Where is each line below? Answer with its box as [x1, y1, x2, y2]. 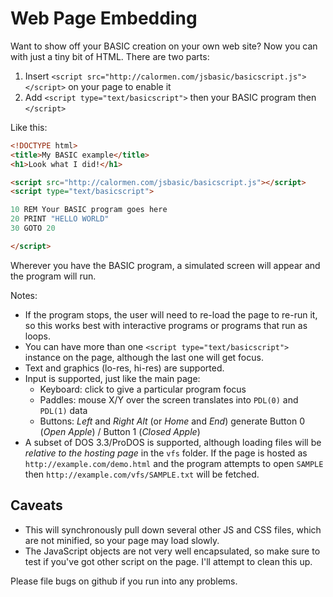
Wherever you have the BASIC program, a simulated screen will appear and [10, 259, 321, 271]
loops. [24, 330, 51, 342]
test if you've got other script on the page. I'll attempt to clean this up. [24, 555, 313, 567]
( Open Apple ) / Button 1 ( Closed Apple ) [39, 425, 201, 437]
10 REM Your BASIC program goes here [10, 205, 168, 215]
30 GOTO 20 [10, 223, 56, 234]
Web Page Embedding [10, 7, 198, 30]
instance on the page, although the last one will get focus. [24, 351, 264, 363]
